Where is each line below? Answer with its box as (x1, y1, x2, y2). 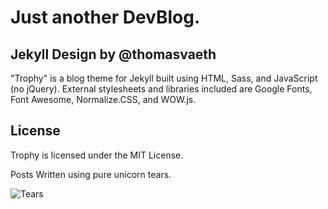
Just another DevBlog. (10, 6, 201, 29)
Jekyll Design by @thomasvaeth (10, 46, 217, 63)
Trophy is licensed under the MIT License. (10, 149, 184, 161)
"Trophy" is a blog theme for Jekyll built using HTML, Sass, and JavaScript (10, 72, 318, 84)
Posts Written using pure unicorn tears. (10, 168, 172, 180)
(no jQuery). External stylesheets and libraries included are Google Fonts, (10, 83, 313, 95)
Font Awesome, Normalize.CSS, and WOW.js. (10, 94, 197, 105)
